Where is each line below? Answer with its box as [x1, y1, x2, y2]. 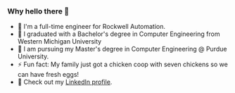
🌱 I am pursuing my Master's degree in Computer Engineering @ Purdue [17, 45, 227, 54]
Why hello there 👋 [7, 6, 69, 16]
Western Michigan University [17, 37, 102, 46]
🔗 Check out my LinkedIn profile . [17, 77, 113, 87]
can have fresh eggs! [17, 70, 80, 79]
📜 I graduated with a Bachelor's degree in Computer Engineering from [17, 30, 220, 38]
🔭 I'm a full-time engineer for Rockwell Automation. [17, 23, 166, 31]
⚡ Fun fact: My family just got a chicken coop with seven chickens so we [17, 60, 229, 69]
